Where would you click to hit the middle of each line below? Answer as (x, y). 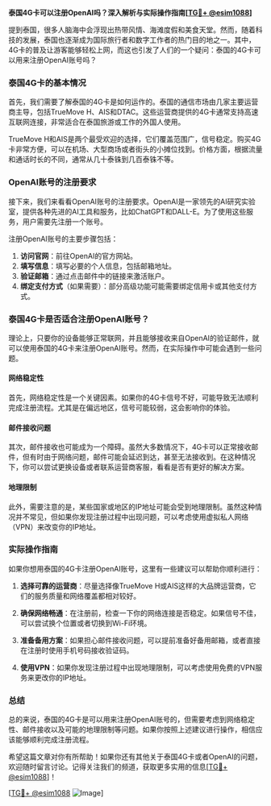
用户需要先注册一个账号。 (65, 222)
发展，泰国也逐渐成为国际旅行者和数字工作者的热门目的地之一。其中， (139, 40)
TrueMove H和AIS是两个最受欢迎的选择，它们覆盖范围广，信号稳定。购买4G (135, 139)
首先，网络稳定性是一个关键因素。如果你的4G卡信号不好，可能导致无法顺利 (133, 397)
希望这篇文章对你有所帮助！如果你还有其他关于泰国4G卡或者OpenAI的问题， (135, 757)
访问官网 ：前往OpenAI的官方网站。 (78, 256)
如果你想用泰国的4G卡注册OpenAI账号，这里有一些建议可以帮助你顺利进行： (135, 568)
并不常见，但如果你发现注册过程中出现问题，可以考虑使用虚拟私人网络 (131, 517)
